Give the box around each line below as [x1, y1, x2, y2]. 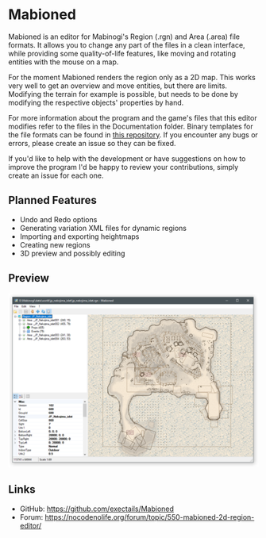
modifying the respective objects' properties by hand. [8, 98, 184, 107]
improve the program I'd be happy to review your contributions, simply [8, 162, 239, 171]
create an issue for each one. [8, 171, 104, 180]
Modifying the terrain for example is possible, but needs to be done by [8, 89, 238, 98]
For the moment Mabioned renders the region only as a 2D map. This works [8, 72, 256, 82]
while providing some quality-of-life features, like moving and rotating [8, 48, 237, 58]
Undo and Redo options [19, 214, 98, 224]
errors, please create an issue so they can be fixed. [8, 138, 176, 148]
